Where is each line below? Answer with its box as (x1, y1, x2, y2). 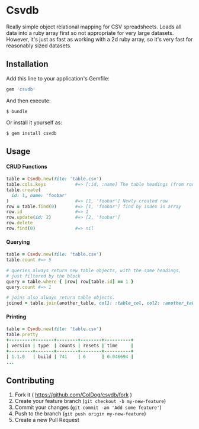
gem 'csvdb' (6, 86, 36, 92)
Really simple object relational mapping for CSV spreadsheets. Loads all (6, 23, 182, 30)
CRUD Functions (6, 163, 47, 170)
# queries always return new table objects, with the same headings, (6, 267, 182, 273)
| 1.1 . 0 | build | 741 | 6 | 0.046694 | (6, 353, 134, 360)
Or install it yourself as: (6, 119, 62, 126)
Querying (6, 238, 30, 246)
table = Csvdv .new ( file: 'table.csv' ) (6, 251, 102, 257)
